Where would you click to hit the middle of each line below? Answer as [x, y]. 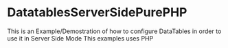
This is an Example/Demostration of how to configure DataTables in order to [114, 31]
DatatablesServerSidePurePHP [97, 13]
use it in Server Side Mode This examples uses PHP [80, 38]
